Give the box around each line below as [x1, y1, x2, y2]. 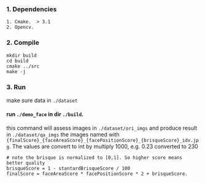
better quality [6, 160, 45, 166]
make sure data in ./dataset [6, 96, 78, 104]
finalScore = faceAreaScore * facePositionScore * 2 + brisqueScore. [6, 171, 188, 177]
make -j [6, 68, 26, 75]
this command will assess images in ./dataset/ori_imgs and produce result [6, 125, 198, 132]
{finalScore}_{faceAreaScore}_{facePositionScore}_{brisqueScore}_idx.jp [6, 138, 199, 144]
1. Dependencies [6, 5, 57, 14]
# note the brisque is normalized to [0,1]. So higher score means [6, 155, 183, 161]
